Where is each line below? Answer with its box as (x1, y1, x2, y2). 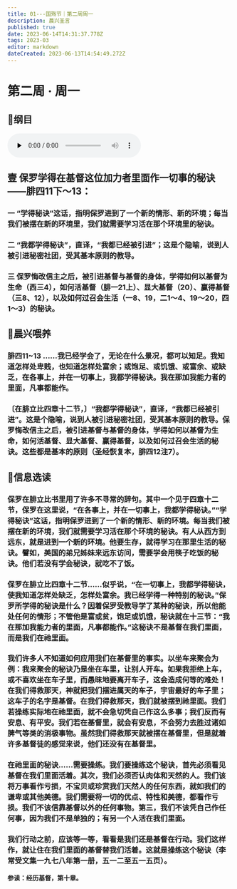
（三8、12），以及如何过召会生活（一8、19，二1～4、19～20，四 (7, 293, 229, 303)
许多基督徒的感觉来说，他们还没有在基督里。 (7, 739, 161, 749)
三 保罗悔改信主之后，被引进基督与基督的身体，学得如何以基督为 (7, 272, 228, 282)
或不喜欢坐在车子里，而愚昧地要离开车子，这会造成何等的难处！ (7, 675, 226, 685)
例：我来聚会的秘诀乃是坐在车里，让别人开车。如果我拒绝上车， (7, 664, 226, 674)
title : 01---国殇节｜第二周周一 (7, 10, 94, 18)
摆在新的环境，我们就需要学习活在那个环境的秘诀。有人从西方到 (7, 526, 226, 536)
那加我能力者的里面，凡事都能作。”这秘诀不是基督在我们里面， (14, 622, 226, 632)
